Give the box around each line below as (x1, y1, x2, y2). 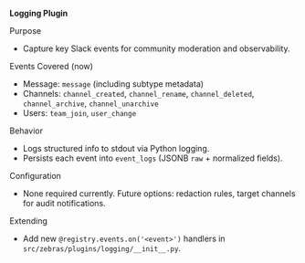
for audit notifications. (22, 198, 107, 208)
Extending (9, 216, 48, 226)
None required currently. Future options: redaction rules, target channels (22, 188, 296, 199)
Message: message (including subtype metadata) (22, 79, 204, 89)
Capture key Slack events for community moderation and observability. (22, 43, 290, 54)
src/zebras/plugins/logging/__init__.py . (22, 243, 181, 254)
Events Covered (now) (9, 61, 94, 71)
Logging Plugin (9, 8, 68, 18)
